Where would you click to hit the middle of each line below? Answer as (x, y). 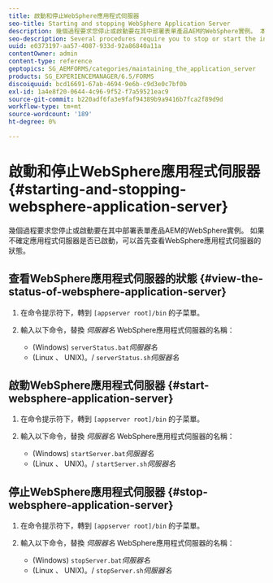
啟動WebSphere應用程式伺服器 (87, 386)
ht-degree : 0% (32, 122)
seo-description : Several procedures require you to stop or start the (132, 39)
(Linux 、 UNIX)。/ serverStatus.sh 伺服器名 (106, 357)
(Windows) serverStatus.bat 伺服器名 (95, 347)
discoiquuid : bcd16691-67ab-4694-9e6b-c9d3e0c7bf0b (97, 84)
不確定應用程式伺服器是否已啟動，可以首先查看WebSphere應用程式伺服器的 (135, 240)
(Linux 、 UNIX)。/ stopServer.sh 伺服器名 (102, 571)
